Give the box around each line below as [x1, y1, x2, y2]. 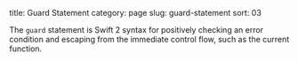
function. [9, 43, 43, 54]
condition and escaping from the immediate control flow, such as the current [9, 34, 290, 44]
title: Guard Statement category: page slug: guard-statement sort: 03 [9, 8, 262, 18]
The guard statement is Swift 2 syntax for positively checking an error [9, 25, 264, 34]
